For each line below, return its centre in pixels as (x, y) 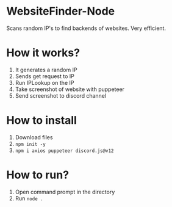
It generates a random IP (46, 70)
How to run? (38, 175)
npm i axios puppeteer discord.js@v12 (64, 151)
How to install (42, 121)
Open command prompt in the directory (65, 192)
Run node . (29, 198)
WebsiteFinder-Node (61, 11)
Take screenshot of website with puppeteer (70, 89)
